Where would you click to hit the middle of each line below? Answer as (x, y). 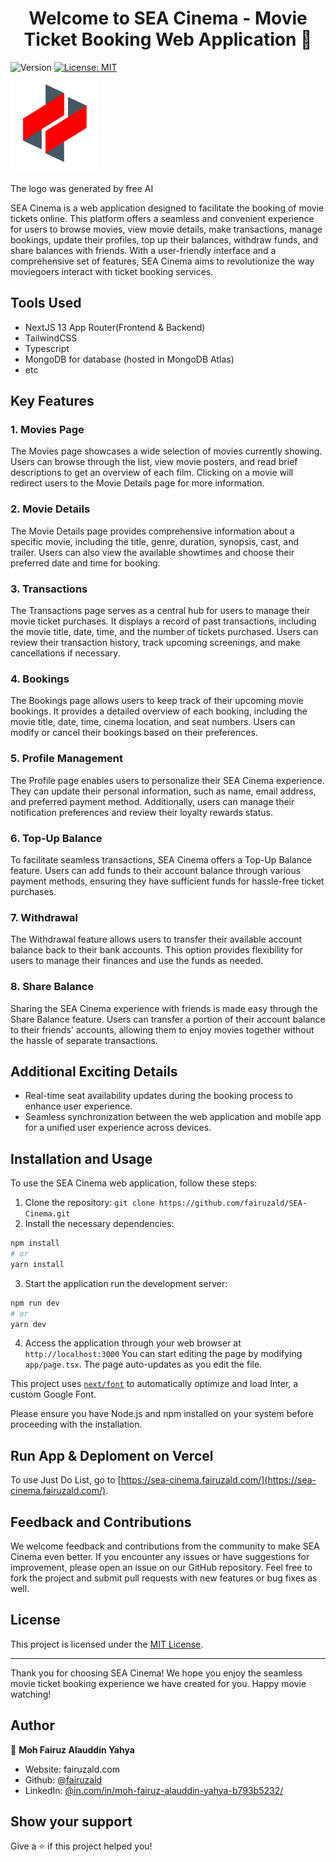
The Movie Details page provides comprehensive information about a (152, 531)
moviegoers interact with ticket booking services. (112, 271)
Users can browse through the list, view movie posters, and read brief (154, 462)
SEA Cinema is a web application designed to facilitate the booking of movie (167, 208)
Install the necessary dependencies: (99, 1224)
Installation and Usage (81, 1158)
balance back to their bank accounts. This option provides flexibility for (156, 950)
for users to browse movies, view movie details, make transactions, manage (166, 229)
